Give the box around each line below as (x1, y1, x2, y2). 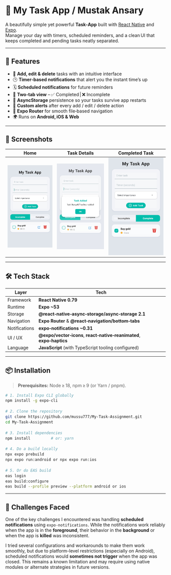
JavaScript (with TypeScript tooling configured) (38, 344, 139, 351)
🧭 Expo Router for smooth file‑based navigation (12, 108, 113, 114)
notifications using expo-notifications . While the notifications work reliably (5, 522, 165, 528)
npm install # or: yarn (5, 436, 74, 441)
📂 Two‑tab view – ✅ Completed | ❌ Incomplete (12, 91, 110, 97)
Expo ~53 (38, 304, 60, 310)
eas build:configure (5, 478, 49, 484)
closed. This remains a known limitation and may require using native (5, 559, 150, 565)
